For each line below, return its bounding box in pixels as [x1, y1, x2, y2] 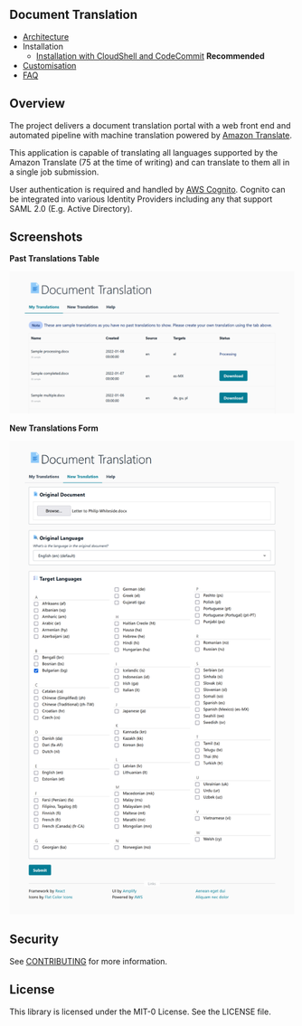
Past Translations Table [9, 253, 99, 264]
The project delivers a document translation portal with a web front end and [9, 119, 291, 130]
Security [9, 932, 59, 947]
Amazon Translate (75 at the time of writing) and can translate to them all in [9, 157, 290, 167]
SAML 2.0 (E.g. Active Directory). [9, 203, 133, 214]
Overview [9, 96, 66, 111]
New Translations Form [9, 423, 99, 433]
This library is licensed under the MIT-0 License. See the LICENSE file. [9, 1006, 271, 1017]
